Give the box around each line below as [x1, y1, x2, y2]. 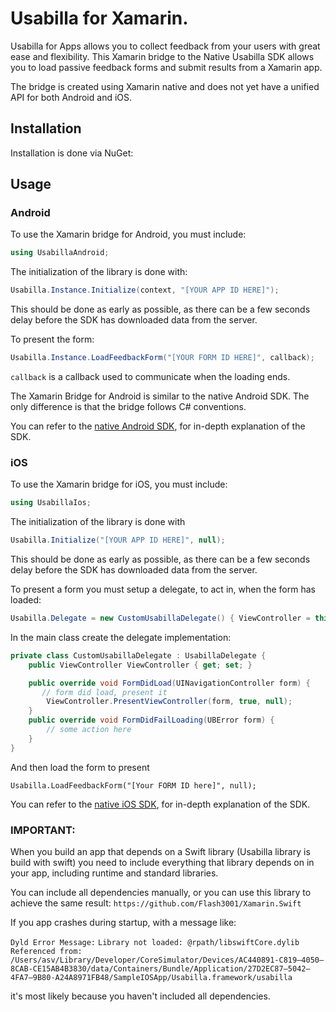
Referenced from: [10, 947, 83, 957]
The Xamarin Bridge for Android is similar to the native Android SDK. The [10, 390, 310, 402]
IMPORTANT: [10, 823, 76, 837]
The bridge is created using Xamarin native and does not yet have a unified [10, 80, 320, 92]
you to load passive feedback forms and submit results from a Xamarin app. [10, 61, 323, 73]
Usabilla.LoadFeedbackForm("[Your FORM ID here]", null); [10, 780, 257, 791]
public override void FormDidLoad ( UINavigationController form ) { [28, 678, 311, 688]
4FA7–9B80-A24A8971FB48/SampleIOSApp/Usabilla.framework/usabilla [10, 973, 293, 983]
